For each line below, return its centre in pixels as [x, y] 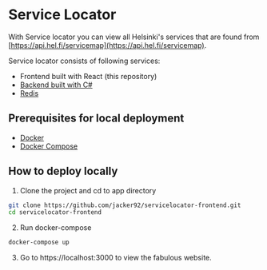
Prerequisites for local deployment [96, 119]
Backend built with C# [56, 85]
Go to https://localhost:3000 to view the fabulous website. [116, 258]
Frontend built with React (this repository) [88, 76]
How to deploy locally [63, 171]
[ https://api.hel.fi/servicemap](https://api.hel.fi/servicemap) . [108, 45]
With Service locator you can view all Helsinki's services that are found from [134, 37]
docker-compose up [39, 242]
